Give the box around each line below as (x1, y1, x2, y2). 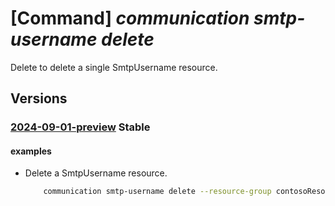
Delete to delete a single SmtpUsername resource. (10, 61, 218, 73)
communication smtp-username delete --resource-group (43, 187, 272, 197)
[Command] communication (10, 7, 250, 30)
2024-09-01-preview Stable (10, 120, 151, 134)
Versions (10, 90, 68, 107)
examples (10, 145, 52, 157)
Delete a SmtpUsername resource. (24, 167, 168, 179)
